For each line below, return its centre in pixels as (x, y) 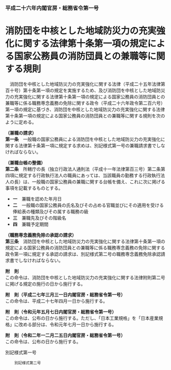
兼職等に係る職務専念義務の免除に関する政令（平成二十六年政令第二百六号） (85, 103)
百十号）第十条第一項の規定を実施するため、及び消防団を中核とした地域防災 (85, 90)
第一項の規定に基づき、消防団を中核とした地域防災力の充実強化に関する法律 (85, 109)
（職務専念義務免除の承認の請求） (41, 235)
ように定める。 (21, 122)
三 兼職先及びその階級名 (39, 218)
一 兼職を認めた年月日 (37, 198)
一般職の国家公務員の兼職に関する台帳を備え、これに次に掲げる (98, 182)
